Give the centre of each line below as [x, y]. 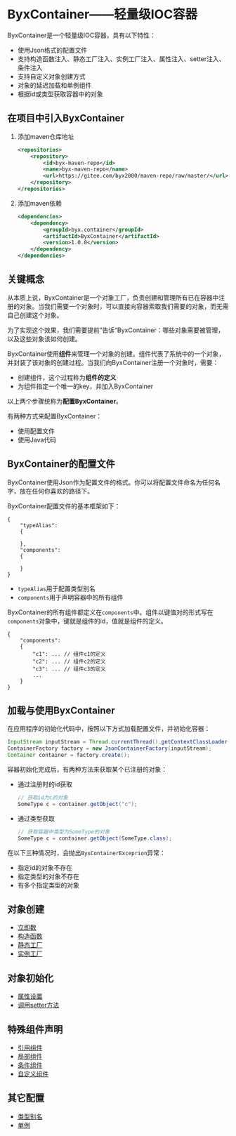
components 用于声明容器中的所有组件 [70, 597]
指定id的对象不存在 [45, 867]
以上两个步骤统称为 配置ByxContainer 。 [65, 401]
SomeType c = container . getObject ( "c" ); [77, 804]
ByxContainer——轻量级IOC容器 [103, 14]
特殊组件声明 [35, 1029]
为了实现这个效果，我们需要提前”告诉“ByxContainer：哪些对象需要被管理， [116, 330]
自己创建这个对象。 [35, 315]
